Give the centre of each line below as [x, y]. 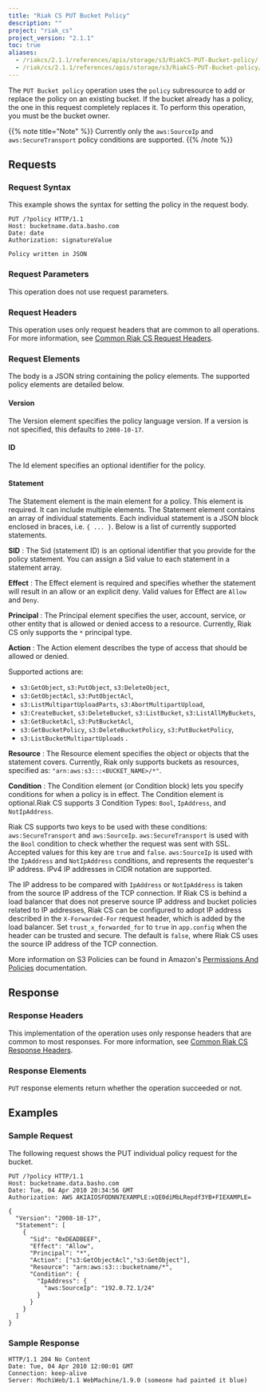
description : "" [35, 23]
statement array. [35, 567]
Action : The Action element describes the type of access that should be [128, 648]
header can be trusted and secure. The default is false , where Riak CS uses [133, 935]
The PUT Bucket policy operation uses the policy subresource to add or [127, 90]
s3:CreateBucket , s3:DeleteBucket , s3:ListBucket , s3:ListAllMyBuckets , [138, 712]
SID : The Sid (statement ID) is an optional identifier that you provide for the [132, 550]
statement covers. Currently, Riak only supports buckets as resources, [124, 762]
